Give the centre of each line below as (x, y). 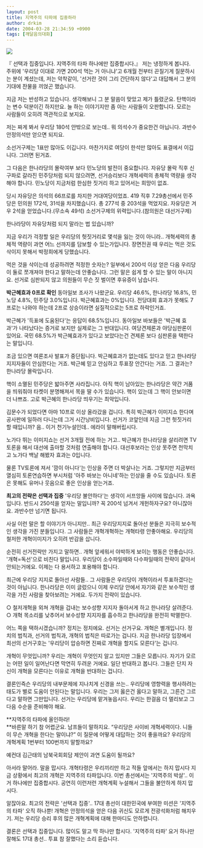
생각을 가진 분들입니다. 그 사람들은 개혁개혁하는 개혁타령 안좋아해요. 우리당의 (103, 531)
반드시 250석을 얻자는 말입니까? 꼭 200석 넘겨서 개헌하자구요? (98, 503)
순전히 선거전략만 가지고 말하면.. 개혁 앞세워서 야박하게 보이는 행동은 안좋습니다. (101, 552)
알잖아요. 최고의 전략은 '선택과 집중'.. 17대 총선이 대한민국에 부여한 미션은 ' (94, 803)
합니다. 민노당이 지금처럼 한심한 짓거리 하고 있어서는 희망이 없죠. (93, 183)
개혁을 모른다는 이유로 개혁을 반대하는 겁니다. (71, 671)
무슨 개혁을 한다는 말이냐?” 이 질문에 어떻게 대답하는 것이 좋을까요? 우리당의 (102, 734)
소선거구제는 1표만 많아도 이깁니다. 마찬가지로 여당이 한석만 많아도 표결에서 (95, 147)
